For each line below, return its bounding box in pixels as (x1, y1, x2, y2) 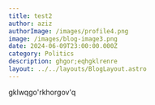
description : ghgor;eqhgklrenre (8, 58, 118, 66)
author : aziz (8, 20, 53, 28)
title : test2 (8, 11, 53, 20)
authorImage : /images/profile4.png (8, 27, 129, 35)
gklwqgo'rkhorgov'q (8, 87, 76, 97)
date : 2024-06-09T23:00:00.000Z (8, 42, 118, 50)
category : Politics (8, 50, 75, 58)
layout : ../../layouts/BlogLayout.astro (8, 65, 148, 73)
